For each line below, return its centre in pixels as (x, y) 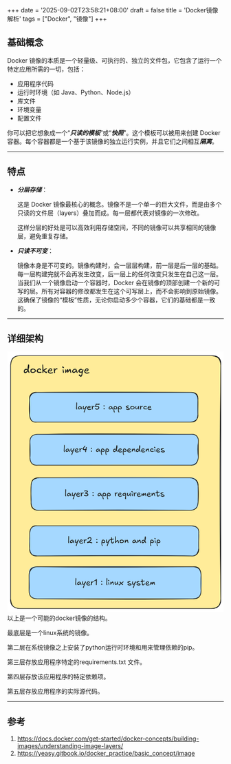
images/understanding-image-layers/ (70, 746)
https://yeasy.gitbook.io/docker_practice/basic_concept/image (106, 754)
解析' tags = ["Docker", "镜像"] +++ (57, 19)
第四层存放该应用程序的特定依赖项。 (58, 677)
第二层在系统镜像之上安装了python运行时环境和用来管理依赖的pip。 (103, 648)
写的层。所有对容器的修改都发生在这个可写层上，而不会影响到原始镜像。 (119, 291)
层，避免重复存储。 (44, 236)
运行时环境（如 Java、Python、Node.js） (76, 92)
